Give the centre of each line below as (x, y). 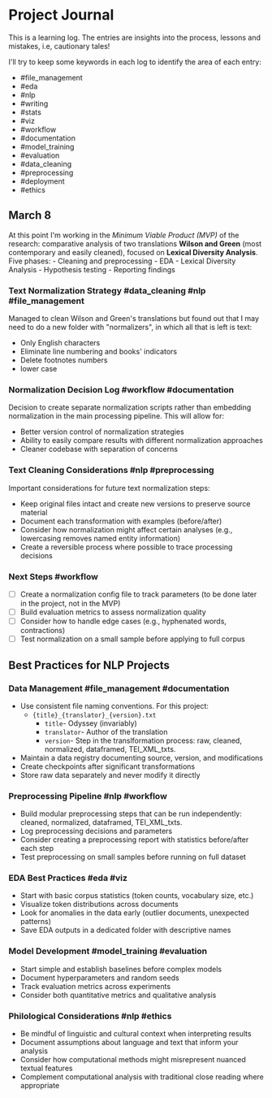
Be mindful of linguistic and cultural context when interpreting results (136, 1034)
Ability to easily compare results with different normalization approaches (142, 441)
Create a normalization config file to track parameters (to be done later (138, 594)
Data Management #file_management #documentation (119, 688)
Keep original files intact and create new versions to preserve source (135, 503)
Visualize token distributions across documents (99, 905)
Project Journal (61, 15)
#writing (34, 103)
